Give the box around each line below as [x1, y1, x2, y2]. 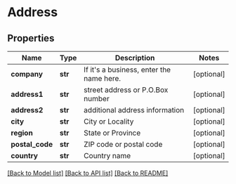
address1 [11, 89, 44, 99]
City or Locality [84, 117, 134, 126]
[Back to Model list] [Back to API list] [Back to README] [7, 169, 169, 177]
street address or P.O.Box [84, 85, 169, 95]
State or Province [84, 128, 141, 138]
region [11, 128, 33, 138]
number [84, 94, 110, 103]
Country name [84, 151, 131, 160]
